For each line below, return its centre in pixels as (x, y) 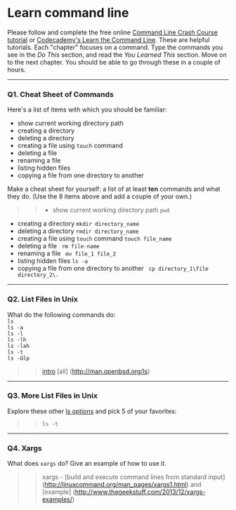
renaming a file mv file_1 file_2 (67, 253)
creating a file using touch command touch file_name (94, 239)
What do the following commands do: (61, 314)
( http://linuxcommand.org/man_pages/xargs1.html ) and (122, 485)
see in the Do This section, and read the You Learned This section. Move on (117, 55)
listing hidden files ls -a (53, 261)
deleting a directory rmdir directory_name (78, 231)
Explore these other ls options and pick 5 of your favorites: (92, 411)
